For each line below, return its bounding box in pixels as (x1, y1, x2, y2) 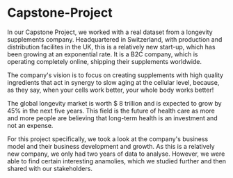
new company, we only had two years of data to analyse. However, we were (7, 149, 225, 158)
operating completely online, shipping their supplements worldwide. (7, 57, 202, 65)
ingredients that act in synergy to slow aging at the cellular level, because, (7, 78, 220, 86)
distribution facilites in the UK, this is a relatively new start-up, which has (7, 42, 216, 51)
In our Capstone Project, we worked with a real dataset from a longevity (7, 28, 214, 36)
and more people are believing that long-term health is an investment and (7, 113, 218, 122)
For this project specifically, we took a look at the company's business (7, 134, 209, 143)
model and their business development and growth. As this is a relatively (7, 142, 215, 150)
